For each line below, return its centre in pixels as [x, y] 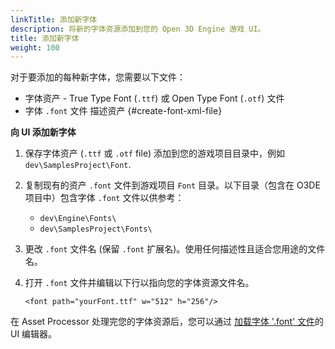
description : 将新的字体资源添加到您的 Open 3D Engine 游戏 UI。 [138, 29]
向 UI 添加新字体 [43, 132]
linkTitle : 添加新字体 [54, 19]
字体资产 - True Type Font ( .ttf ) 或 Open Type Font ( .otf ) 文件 [154, 98]
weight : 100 [35, 47]
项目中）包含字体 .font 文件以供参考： [104, 198]
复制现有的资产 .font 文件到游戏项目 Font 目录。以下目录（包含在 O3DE [172, 185]
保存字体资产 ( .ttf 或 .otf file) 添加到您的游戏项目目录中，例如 [155, 153]
